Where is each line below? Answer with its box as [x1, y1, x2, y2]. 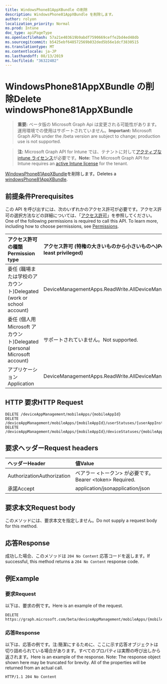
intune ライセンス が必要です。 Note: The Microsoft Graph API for [17, 155, 150, 161]
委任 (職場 [7, 265, 31, 272]
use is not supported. [17, 139, 61, 145]
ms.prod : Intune [5, 26, 39, 31]
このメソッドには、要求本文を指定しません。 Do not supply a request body [5, 517, 158, 523]
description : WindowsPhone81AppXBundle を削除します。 [5, 12, 116, 17]
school [7, 301, 24, 307]
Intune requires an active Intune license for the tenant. [17, 161, 128, 167]
